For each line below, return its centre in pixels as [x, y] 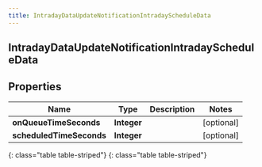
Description [172, 109]
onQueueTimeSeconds [56, 122]
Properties [35, 87]
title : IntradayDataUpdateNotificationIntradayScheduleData [110, 15]
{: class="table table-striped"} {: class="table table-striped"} [108, 154]
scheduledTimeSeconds [60, 135]
